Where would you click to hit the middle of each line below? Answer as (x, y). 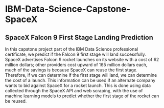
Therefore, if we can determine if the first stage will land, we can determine (81, 75)
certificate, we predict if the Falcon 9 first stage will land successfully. (76, 54)
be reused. (16, 101)
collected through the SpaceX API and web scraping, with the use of (74, 91)
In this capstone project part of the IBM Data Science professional (71, 49)
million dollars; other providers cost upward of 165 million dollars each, (76, 65)
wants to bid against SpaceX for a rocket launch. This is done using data (78, 86)
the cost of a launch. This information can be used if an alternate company (80, 80)
